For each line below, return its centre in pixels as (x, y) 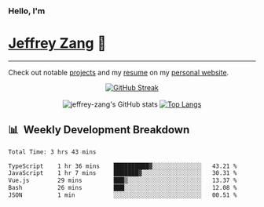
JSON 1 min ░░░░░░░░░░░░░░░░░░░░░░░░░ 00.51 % (123, 195)
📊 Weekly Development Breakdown (99, 130)
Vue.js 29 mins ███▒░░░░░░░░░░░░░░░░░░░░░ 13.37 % (123, 181)
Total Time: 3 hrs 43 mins (52, 152)
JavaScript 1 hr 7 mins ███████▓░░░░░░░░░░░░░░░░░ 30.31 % (123, 173)
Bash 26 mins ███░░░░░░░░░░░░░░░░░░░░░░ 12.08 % (123, 188)
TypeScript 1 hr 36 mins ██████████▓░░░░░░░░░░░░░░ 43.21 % (123, 166)
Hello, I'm (27, 11)
